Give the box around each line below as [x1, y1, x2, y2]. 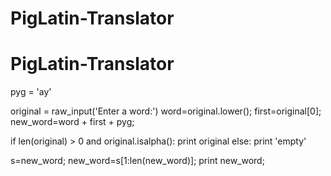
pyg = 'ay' [10, 86, 52, 98]
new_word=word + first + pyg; [10, 116, 135, 128]
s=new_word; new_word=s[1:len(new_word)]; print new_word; [10, 155, 265, 167]
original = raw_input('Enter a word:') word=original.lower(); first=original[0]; [10, 105, 322, 117]
